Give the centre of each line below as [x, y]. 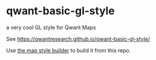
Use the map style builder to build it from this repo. [68, 50]
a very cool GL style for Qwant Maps [51, 27]
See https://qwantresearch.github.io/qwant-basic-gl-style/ [78, 39]
